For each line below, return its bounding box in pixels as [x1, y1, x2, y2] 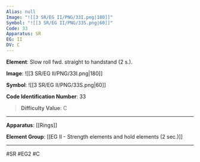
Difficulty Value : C [20, 104, 67, 111]
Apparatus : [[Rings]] [6, 121, 58, 129]
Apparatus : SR [6, 31, 42, 37]
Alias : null [6, 8, 36, 15]
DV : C [6, 42, 20, 48]
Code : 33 [6, 25, 28, 32]
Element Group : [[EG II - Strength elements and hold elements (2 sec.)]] [6, 133, 183, 140]
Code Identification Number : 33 [6, 93, 86, 100]
